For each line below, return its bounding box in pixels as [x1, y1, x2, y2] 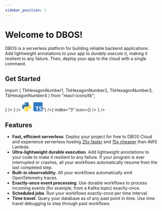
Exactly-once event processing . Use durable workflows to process [12, 180, 147, 186]
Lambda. [12, 144, 30, 150]
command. [5, 60, 27, 66]
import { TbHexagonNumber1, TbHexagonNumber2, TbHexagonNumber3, [5, 88, 153, 93]
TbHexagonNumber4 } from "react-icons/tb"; [5, 92, 96, 99]
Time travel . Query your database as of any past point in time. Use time [12, 196, 155, 201]
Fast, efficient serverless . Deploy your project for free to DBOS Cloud [12, 134, 152, 140]
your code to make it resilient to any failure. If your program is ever [12, 154, 145, 160]
